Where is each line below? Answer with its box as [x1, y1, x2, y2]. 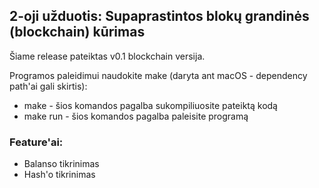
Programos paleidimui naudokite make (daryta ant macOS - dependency [9, 69, 308, 81]
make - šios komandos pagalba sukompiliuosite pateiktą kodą [23, 99, 278, 111]
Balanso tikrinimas [23, 158, 100, 170]
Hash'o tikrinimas [23, 169, 96, 181]
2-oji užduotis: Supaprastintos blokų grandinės [9, 8, 310, 25]
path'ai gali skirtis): [9, 80, 88, 92]
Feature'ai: [9, 135, 64, 149]
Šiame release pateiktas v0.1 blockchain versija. [9, 50, 206, 62]
